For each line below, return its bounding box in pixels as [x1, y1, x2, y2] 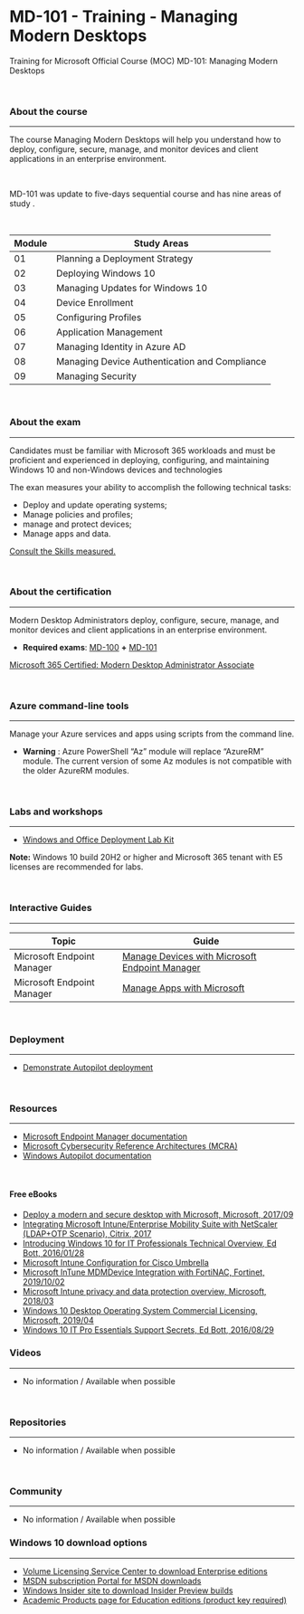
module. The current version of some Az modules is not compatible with [22, 755, 292, 766]
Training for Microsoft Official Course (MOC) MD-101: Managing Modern [9, 55, 279, 66]
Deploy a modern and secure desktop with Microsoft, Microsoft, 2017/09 [22, 1209, 294, 1220]
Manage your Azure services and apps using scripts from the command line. [9, 728, 295, 739]
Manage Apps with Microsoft [121, 982, 245, 994]
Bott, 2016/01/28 [22, 1247, 85, 1258]
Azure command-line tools [9, 699, 129, 712]
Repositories [9, 1416, 67, 1429]
